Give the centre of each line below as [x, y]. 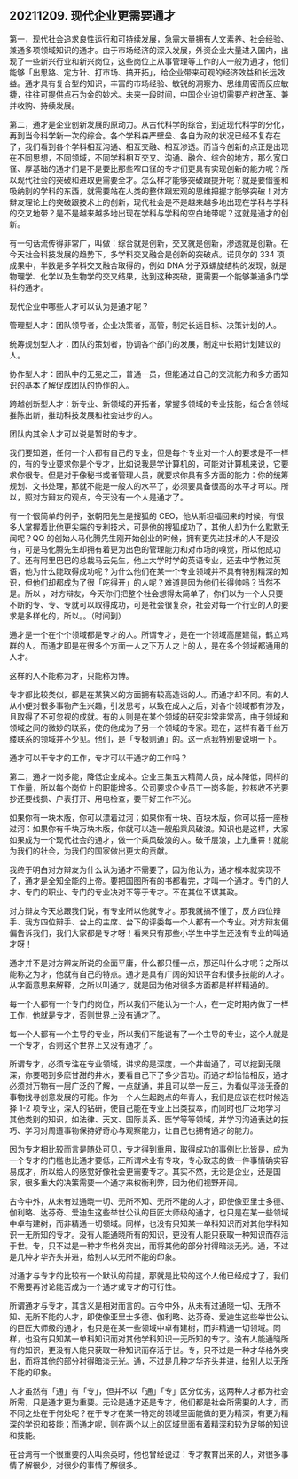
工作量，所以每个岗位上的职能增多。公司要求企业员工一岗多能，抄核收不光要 [149, 787]
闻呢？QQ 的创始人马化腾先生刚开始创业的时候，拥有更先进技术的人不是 [141, 538]
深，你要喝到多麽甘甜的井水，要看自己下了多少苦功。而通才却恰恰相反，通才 [149, 1074]
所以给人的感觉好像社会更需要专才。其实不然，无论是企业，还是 [156, 1171]
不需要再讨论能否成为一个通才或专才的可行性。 [94, 1286]
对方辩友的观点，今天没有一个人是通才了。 [110, 497]
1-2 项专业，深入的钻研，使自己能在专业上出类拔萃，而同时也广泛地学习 [150, 1108]
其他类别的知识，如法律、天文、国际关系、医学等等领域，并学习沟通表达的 [145, 1119]
